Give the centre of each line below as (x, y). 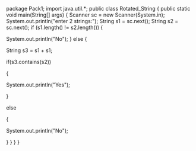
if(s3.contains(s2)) (29, 62)
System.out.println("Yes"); (38, 85)
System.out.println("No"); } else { (47, 39)
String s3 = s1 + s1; (29, 50)
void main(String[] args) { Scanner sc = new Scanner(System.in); (86, 15)
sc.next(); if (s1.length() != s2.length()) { (55, 27)
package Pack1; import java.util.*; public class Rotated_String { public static (98, 9)
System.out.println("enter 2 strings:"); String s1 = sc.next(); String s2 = (92, 21)
